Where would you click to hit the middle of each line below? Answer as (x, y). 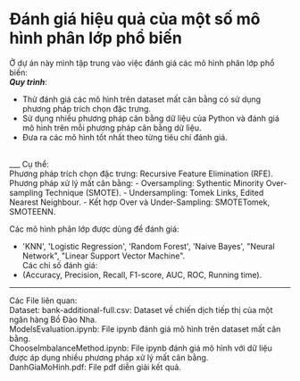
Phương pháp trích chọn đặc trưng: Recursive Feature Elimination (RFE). (142, 174)
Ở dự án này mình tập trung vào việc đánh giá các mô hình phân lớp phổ (142, 63)
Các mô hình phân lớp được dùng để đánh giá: (95, 229)
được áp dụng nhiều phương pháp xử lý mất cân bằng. (109, 357)
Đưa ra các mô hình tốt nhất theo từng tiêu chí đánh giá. (125, 137)
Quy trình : (28, 81)
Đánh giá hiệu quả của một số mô (135, 19)
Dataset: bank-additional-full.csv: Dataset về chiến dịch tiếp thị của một (141, 309)
